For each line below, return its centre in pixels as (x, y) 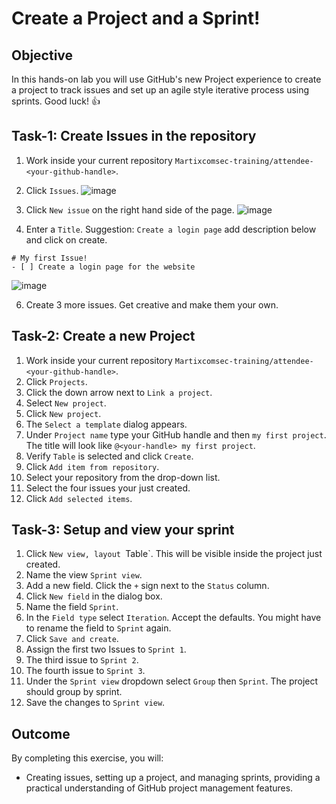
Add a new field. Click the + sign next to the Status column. (147, 586)
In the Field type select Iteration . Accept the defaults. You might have (173, 618)
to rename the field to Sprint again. (98, 628)
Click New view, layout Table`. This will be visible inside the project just (174, 554)
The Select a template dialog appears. (106, 424)
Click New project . (63, 413)
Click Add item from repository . (92, 466)
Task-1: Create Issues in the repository (134, 136)
